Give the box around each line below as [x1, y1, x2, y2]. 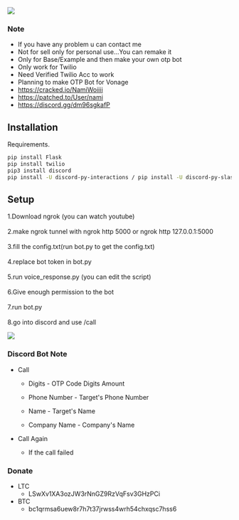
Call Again [17, 434, 48, 442]
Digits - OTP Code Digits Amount [28, 379, 125, 388]
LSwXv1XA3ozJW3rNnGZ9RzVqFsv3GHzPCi [28, 489, 161, 498]
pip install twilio [7, 160, 65, 167]
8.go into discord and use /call [7, 318, 97, 327]
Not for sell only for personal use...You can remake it [17, 48, 172, 56]
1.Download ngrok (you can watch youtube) [7, 212, 135, 221]
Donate [7, 466, 33, 476]
